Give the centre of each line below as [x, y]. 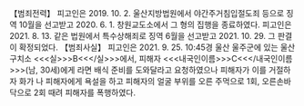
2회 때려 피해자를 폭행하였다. [85, 92]
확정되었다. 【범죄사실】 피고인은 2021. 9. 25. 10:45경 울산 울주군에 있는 [149, 47]
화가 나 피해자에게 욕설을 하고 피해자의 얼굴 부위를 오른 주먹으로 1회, [139, 81]
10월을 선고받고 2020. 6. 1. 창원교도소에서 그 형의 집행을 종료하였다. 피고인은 [155, 24]
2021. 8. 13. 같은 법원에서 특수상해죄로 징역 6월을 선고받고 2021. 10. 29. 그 [142, 36]
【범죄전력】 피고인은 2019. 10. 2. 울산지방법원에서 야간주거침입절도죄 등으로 [147, 13]
